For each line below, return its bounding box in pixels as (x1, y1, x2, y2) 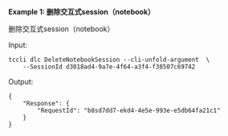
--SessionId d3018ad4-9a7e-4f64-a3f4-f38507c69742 (22, 63, 196, 71)
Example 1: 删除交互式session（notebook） (8, 7, 155, 16)
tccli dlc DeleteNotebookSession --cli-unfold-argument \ (8, 56, 210, 64)
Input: (8, 40, 28, 50)
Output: (8, 77, 34, 86)
